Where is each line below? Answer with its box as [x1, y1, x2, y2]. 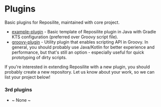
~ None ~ [11, 97, 31, 103]
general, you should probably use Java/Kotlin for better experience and [11, 44, 155, 50]
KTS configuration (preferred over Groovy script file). [11, 34, 119, 40]
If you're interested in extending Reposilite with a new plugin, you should [4, 64, 150, 70]
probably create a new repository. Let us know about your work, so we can [4, 69, 155, 75]
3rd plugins [4, 86, 33, 93]
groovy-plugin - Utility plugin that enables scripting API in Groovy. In [11, 39, 149, 45]
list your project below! [4, 74, 51, 80]
